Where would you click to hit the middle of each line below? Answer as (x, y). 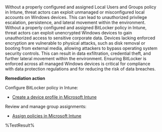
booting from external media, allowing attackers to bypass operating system (81, 48)
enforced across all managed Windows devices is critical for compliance (78, 64)
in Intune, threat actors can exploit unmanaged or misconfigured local (75, 12)
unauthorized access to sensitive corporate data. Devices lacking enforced (80, 38)
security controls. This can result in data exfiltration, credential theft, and (78, 53)
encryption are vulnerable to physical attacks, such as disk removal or (75, 43)
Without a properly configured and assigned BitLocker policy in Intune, (76, 28)
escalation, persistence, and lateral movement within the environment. (75, 22)
